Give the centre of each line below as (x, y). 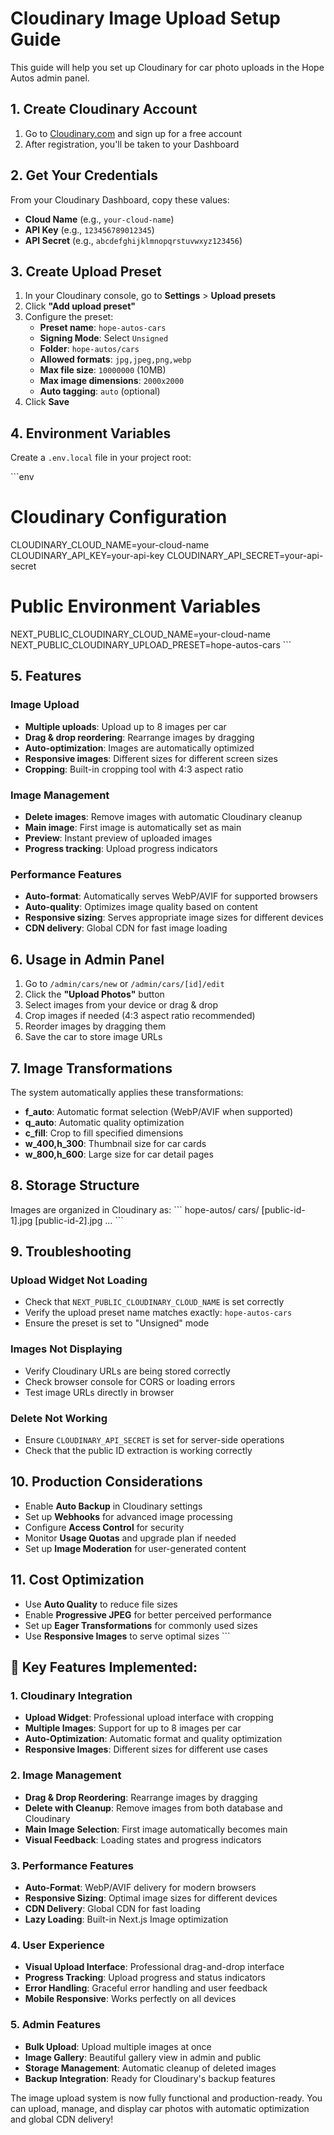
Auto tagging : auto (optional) (100, 391)
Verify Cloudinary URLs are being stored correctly (127, 1371)
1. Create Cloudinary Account (104, 109)
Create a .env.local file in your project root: (101, 458)
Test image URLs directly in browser (99, 1392)
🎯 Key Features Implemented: (104, 1667)
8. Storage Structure (75, 1185)
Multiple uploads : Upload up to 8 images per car (125, 726)
